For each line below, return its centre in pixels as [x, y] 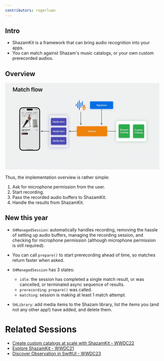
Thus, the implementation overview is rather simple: [57, 177]
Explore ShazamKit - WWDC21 [43, 348]
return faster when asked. [38, 260]
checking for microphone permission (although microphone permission [84, 240]
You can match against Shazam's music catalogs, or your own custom [83, 53]
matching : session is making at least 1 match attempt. [73, 295]
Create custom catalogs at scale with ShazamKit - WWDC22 [73, 343]
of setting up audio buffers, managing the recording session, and [78, 235]
